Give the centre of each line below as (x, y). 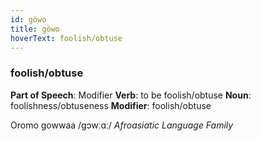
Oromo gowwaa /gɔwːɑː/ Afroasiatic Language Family (122, 125)
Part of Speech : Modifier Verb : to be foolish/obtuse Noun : (131, 95)
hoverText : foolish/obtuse (66, 38)
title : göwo (35, 29)
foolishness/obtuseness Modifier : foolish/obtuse (111, 105)
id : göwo (28, 19)
